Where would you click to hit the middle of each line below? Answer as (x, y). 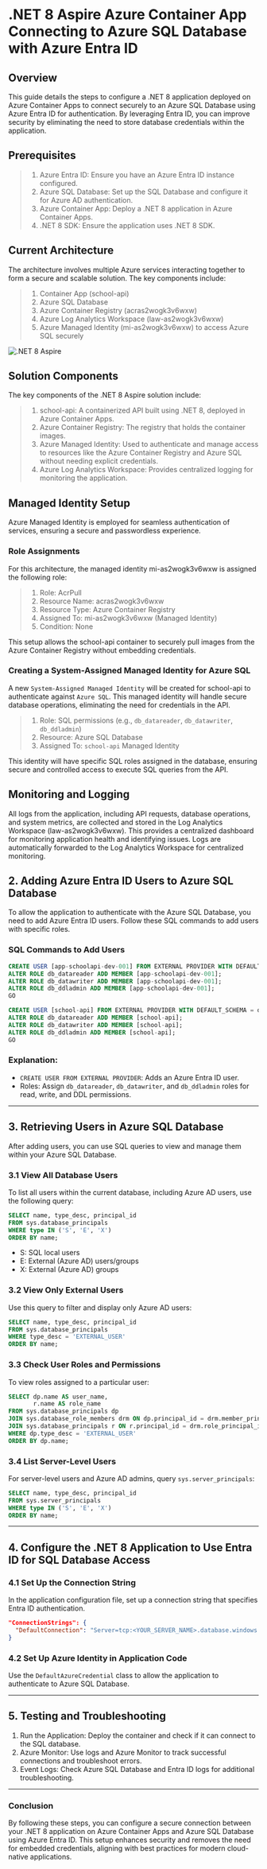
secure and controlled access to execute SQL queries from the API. (118, 770)
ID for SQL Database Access (79, 1560)
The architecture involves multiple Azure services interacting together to (127, 269)
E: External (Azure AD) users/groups (79, 1261)
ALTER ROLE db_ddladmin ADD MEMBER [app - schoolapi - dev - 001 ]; (112, 989)
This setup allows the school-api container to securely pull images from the (132, 642)
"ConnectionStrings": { (48, 1623)
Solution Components (64, 376)
